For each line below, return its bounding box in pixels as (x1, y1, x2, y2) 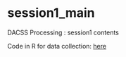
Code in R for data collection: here (7, 42, 107, 50)
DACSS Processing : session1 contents (7, 28, 120, 37)
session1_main (7, 5, 95, 21)
